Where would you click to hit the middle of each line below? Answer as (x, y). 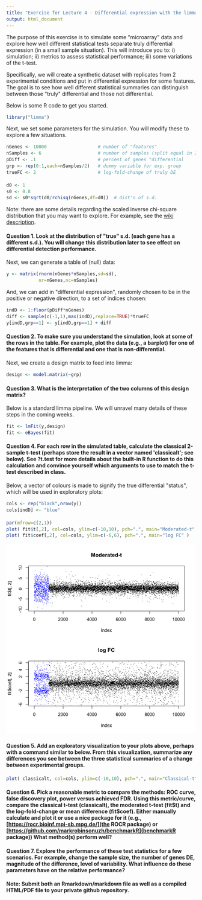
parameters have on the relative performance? (66, 870)
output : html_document (35, 19)
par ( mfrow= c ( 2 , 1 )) (29, 523)
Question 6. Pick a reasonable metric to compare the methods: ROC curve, (101, 792)
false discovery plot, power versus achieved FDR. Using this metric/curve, (101, 798)
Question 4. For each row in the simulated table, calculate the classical (96, 446)
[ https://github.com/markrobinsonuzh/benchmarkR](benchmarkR (91, 831)
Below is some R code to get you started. (57, 105)
